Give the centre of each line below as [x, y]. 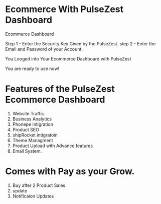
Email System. [27, 151]
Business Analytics [32, 119]
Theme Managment [33, 140]
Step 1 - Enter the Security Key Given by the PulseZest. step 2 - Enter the [80, 43]
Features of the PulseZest [60, 89]
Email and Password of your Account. [44, 49]
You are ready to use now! [32, 69]
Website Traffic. [29, 113]
